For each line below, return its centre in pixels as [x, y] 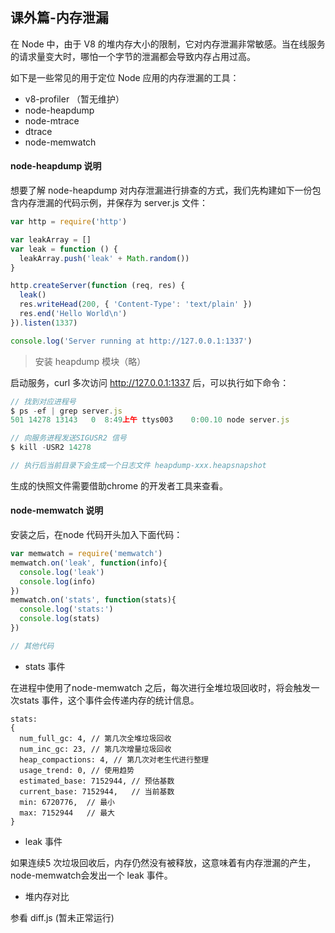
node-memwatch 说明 [57, 510]
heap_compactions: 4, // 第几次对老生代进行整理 [114, 759]
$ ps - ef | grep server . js [66, 411]
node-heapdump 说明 [56, 166]
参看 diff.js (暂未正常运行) [62, 917]
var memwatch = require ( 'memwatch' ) [86, 554]
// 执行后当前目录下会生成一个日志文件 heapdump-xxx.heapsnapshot [138, 466]
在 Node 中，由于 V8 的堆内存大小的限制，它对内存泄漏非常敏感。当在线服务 [168, 44]
